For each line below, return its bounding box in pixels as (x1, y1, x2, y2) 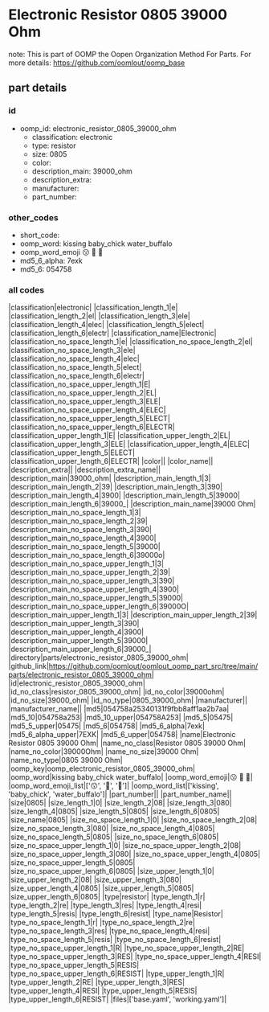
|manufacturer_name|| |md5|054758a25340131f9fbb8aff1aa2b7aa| (8, 704, 230, 714)
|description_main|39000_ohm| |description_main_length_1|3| (8, 473, 211, 483)
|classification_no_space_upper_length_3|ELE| (8, 396, 161, 407)
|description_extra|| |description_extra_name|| (8, 465, 161, 475)
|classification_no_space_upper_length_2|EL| (8, 388, 157, 398)
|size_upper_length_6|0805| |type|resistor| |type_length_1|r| (8, 892, 206, 902)
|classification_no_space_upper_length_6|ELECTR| (8, 422, 175, 432)
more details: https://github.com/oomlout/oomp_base (8, 58, 185, 68)
